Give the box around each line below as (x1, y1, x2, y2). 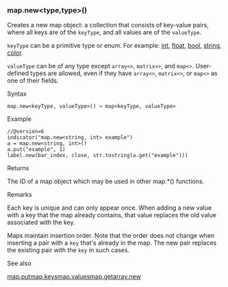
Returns (7, 164, 29, 172)
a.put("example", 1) (7, 146, 66, 153)
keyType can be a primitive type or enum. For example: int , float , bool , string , (7, 42, 222, 50)
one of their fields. (7, 77, 60, 85)
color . (7, 49, 23, 57)
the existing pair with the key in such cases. (7, 246, 130, 254)
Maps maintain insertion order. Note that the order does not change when (7, 232, 215, 240)
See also (7, 259, 32, 268)
